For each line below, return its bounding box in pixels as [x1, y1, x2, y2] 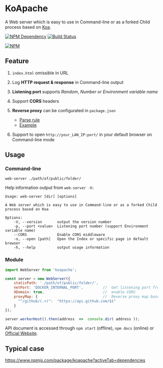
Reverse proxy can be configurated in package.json [12, 107, 116, 113]
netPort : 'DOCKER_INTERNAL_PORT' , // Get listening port [14, 285, 151, 290]
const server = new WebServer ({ [5, 276, 70, 281]
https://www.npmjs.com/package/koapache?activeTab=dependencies [5, 357, 146, 363]
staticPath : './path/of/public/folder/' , [14, 281, 98, 285]
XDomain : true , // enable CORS [14, 290, 136, 295]
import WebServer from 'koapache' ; [5, 268, 77, 272]
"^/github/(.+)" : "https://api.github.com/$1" [17, 299, 116, 303]
